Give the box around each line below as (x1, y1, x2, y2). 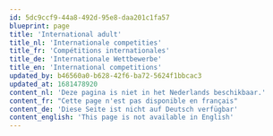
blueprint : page (9, 21, 70, 30)
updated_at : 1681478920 (9, 80, 98, 89)
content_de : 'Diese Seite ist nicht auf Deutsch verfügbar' (9, 105, 239, 114)
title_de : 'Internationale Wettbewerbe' (9, 55, 163, 64)
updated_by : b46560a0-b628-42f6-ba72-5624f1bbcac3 (9, 72, 202, 81)
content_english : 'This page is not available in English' (9, 113, 235, 122)
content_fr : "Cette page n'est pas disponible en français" (9, 96, 239, 106)
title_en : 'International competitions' (9, 64, 163, 72)
